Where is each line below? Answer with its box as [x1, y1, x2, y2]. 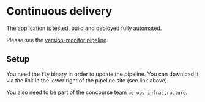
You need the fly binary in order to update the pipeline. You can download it [6, 70, 199, 78]
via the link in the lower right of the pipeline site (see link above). [6, 76, 169, 84]
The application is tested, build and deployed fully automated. [6, 24, 162, 32]
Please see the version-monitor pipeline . [6, 36, 108, 43]
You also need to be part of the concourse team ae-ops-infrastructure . [6, 89, 188, 96]
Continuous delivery [6, 4, 113, 18]
